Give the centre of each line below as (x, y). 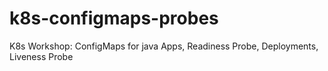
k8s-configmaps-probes (114, 18)
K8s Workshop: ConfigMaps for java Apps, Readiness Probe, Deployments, (164, 46)
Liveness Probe (41, 56)
